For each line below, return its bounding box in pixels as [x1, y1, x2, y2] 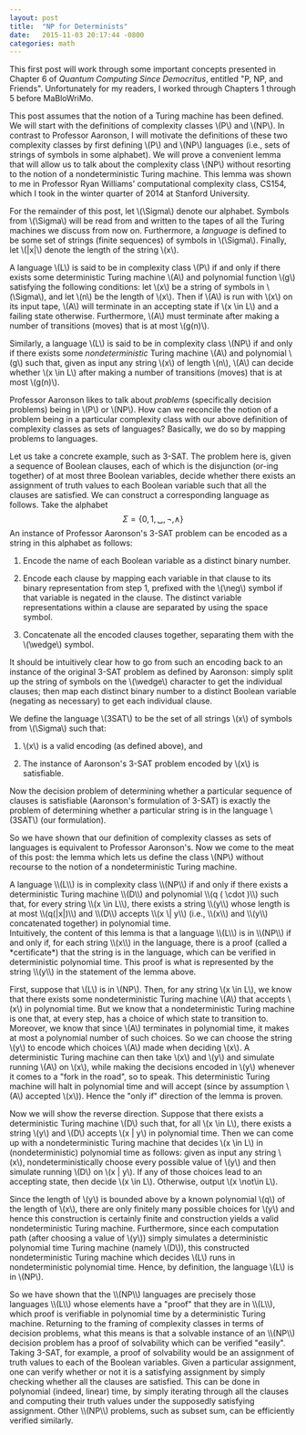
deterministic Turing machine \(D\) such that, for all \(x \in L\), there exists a [9, 1118, 292, 1129]
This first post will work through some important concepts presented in [9, 64, 276, 75]
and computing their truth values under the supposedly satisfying [9, 1396, 255, 1407]
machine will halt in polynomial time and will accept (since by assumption [9, 1081, 284, 1092]
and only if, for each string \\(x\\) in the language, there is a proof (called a [9, 937, 288, 949]
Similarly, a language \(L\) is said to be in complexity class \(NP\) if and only [9, 338, 293, 349]
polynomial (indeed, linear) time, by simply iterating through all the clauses [9, 1386, 290, 1397]
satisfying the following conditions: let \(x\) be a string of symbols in [9, 282, 265, 293]
